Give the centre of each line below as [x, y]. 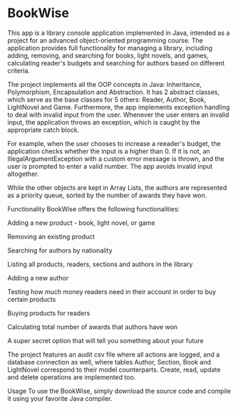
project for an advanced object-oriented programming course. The [105, 40]
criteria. [19, 70]
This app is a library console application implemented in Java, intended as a [119, 33]
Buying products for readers [49, 313]
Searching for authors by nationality [60, 250]
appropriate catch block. [43, 130]
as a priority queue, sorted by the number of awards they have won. [107, 195]
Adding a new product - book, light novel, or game [81, 223]
